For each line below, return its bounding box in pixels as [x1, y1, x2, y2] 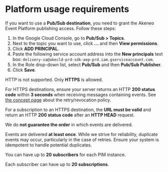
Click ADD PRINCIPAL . [12, 45, 59, 51]
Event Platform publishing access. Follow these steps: [5, 25, 116, 31]
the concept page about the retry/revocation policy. [5, 96, 111, 103]
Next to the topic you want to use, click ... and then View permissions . [12, 40, 159, 46]
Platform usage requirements [5, 3, 129, 15]
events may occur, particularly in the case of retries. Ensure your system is [5, 136, 159, 142]
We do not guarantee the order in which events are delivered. [5, 121, 133, 127]
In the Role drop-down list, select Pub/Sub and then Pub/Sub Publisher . [12, 61, 162, 67]
